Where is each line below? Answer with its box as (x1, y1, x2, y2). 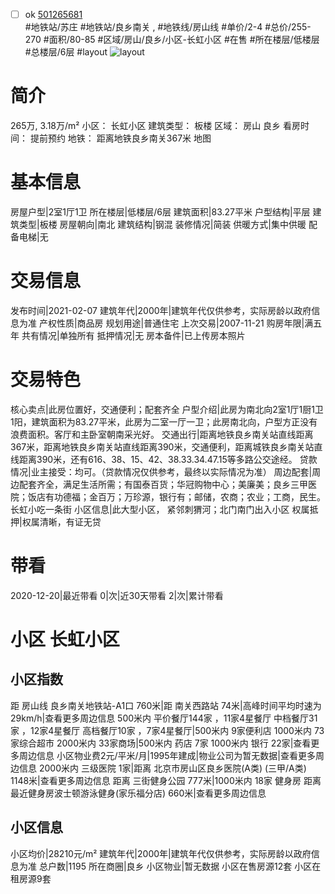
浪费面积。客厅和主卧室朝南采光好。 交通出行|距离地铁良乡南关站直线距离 (10, 428, 314, 440)
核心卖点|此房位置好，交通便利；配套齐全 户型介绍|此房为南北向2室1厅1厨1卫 (10, 403, 324, 415)
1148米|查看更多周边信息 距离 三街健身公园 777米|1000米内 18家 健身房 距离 (10, 774, 322, 786)
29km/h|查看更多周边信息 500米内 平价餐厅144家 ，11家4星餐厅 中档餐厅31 (10, 712, 318, 724)
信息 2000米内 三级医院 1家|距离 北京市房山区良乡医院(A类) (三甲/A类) (18, 762, 307, 774)
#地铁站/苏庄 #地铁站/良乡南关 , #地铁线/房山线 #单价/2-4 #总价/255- (24, 21, 312, 33)
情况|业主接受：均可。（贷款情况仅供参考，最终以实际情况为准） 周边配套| (10, 465, 313, 478)
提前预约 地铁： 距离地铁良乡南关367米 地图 (29, 132, 212, 144)
